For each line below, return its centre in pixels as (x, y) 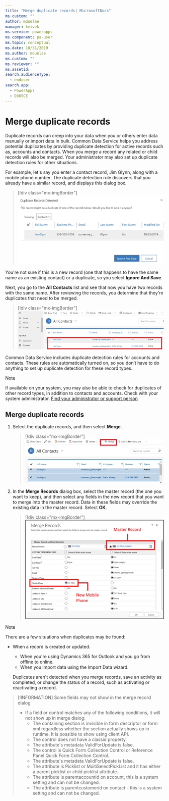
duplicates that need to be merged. (41, 298)
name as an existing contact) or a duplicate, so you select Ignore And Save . (84, 278)
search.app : (18, 85)
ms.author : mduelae (26, 53)
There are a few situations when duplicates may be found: (65, 637)
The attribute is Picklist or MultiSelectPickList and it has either (97, 766)
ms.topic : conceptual (28, 43)
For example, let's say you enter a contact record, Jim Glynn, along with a (81, 172)
